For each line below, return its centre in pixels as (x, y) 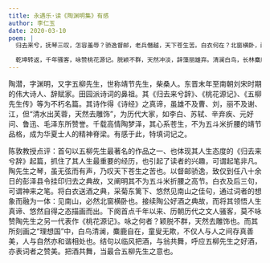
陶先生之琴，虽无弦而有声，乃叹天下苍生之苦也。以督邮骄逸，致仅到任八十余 (135, 171)
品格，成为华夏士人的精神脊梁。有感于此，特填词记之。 (100, 134)
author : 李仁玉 (32, 23)
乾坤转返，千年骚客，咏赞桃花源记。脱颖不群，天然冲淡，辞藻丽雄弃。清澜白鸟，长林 (135, 60)
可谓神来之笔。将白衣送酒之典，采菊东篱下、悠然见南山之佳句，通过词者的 (131, 191)
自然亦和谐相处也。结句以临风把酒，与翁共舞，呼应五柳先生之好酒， (149, 241)
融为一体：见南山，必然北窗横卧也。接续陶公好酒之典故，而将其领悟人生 (142, 201)
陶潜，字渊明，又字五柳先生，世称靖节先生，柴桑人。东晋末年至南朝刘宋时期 (135, 84)
